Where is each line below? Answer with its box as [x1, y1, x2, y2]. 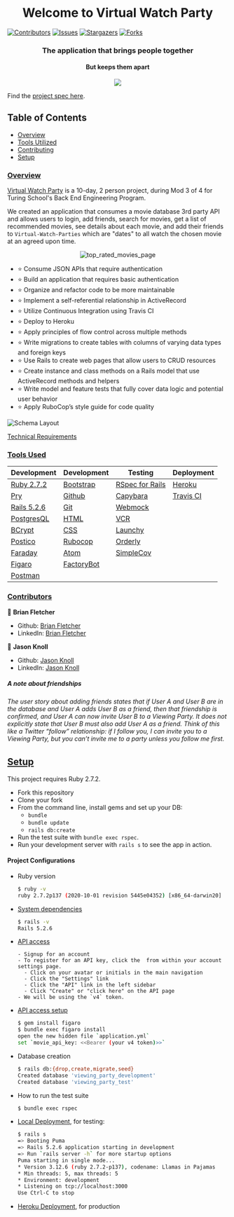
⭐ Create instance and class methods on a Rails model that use [17, 366, 200, 376]
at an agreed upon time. [7, 237, 76, 246]
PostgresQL [11, 514, 50, 523]
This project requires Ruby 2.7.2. [7, 774, 101, 783]
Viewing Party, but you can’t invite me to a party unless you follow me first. [7, 734, 225, 743]
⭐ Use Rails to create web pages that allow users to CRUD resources [17, 356, 216, 365]
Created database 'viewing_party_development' [17, 1072, 156, 1079]
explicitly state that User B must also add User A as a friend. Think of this [7, 720, 220, 728]
